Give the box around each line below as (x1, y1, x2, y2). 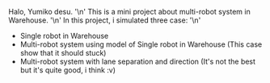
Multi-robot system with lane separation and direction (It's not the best (19, 56, 256, 66)
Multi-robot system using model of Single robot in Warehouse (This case (19, 39, 263, 49)
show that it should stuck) (19, 48, 107, 57)
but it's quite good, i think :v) (19, 65, 116, 75)
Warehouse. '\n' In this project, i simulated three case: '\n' (8, 15, 201, 25)
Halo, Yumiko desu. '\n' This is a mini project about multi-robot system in (8, 7, 251, 16)
